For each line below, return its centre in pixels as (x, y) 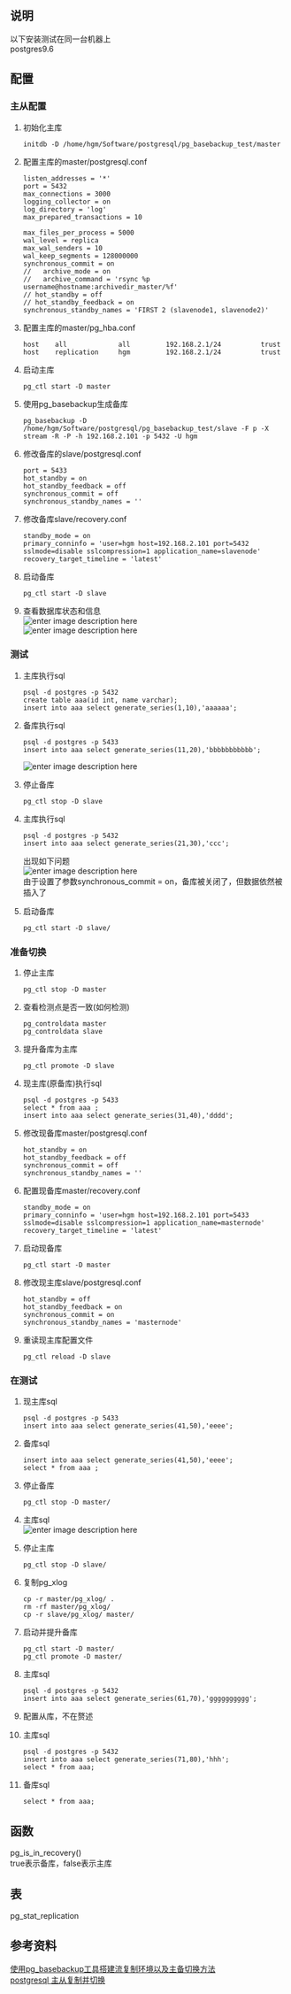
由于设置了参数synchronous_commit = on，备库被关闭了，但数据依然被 (153, 881)
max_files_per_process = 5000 (79, 233)
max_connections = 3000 (67, 194)
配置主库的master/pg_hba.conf (79, 327)
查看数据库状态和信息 (61, 611)
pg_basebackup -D (55, 420)
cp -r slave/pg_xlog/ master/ (79, 1615)
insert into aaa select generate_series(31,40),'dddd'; (128, 1116)
